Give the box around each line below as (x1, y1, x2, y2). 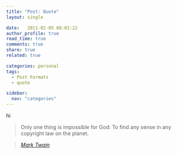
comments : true (6, 41, 44, 47)
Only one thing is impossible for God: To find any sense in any (20, 124, 172, 130)
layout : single (6, 14, 44, 20)
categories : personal (6, 63, 60, 69)
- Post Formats (11, 74, 49, 80)
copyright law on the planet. (20, 130, 89, 137)
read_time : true (6, 36, 46, 42)
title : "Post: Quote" (6, 8, 60, 15)
